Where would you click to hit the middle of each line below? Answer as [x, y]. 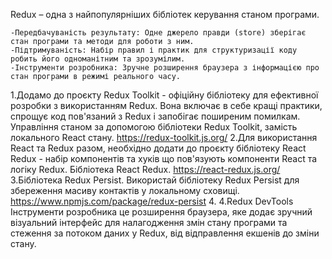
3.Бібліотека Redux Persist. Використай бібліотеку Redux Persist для [155, 180]
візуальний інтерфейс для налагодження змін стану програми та [149, 222]
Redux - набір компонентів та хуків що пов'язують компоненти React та [164, 158]
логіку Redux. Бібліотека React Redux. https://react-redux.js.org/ [145, 169]
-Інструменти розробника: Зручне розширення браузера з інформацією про [165, 68]
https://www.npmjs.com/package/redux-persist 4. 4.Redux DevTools [152, 201]
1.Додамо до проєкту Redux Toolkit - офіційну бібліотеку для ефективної [164, 95]
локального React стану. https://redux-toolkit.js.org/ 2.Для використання [164, 137]
